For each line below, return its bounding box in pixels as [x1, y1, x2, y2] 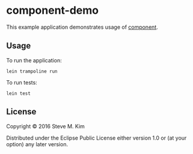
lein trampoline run [6, 68, 58, 74]
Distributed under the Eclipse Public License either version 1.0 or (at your [6, 134, 187, 141]
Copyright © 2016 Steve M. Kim [6, 122, 85, 129]
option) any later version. [6, 140, 68, 147]
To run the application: [6, 56, 62, 64]
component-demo [6, 4, 99, 17]
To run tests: [6, 78, 37, 86]
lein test [6, 90, 31, 96]
